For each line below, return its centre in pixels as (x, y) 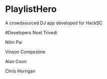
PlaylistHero (31, 9)
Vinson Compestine (25, 52)
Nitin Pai (14, 42)
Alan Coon (16, 61)
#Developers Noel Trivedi (31, 32)
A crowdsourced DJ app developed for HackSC (54, 23)
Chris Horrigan (20, 71)
